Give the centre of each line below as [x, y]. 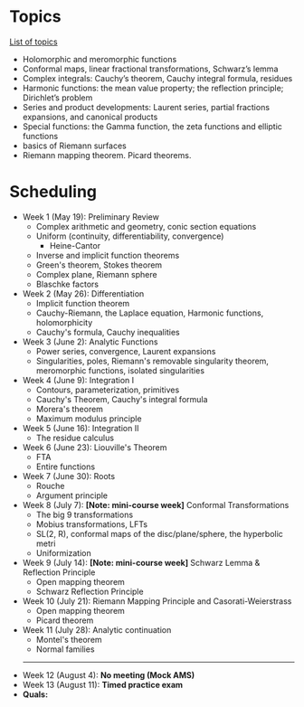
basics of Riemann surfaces [74, 146]
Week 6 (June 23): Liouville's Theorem [95, 447]
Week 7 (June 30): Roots [69, 476]
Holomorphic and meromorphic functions [100, 59]
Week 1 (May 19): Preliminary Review [91, 217]
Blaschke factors [67, 284]
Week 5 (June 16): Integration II [81, 428]
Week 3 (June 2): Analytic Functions [90, 342]
